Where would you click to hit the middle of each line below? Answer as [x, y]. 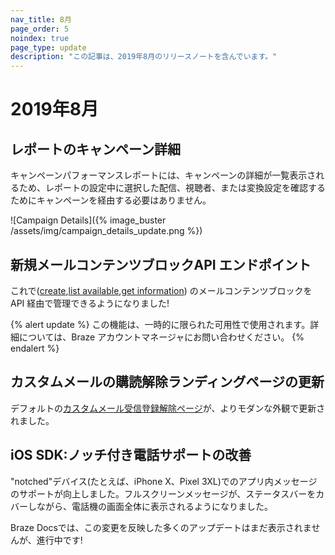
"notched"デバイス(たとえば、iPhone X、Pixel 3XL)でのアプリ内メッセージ [164, 481]
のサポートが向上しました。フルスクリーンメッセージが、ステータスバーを [163, 493]
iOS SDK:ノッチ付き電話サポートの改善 [131, 455]
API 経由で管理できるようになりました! [90, 303]
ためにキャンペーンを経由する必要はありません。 [111, 200]
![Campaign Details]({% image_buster [88, 220]
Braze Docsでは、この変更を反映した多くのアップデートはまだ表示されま [161, 527]
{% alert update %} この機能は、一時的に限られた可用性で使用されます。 [160, 324]
